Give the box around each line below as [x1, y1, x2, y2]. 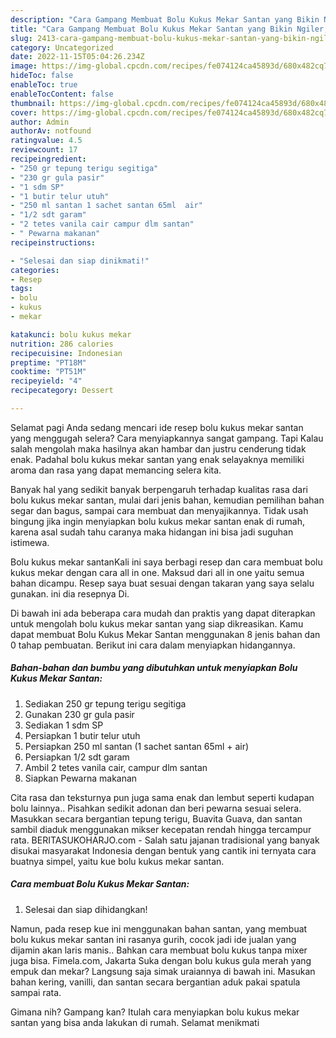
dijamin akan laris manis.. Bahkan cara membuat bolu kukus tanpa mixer [10, 944, 308, 956]
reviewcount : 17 [10, 145, 78, 155]
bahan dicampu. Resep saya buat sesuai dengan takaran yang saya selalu [10, 577, 315, 589]
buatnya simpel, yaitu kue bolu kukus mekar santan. [10, 855, 225, 867]
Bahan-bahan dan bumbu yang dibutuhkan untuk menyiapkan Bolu [10, 662, 298, 674]
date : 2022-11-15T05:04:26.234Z [10, 52, 145, 62]
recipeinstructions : [10, 237, 97, 248]
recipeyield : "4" [10, 376, 83, 386]
